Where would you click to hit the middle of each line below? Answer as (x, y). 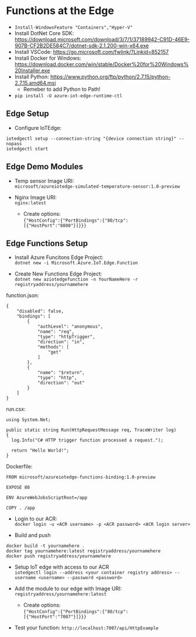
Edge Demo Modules (45, 167)
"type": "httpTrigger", (66, 337)
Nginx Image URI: (35, 197)
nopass (14, 144)
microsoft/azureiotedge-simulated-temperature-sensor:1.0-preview (97, 186)
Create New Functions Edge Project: (58, 274)
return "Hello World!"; (40, 451)
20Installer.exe (32, 70)
